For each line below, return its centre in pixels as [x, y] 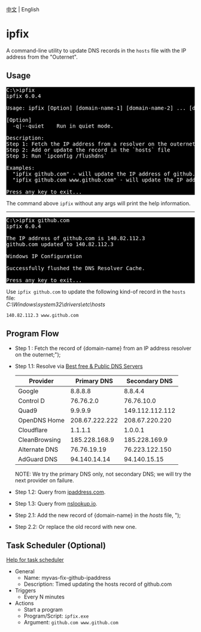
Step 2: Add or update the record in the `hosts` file [88, 150]
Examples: [20, 168]
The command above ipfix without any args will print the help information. [98, 203]
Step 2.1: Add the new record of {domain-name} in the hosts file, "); [98, 515]
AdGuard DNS [38, 459]
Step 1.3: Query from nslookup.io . [56, 503]
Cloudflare [33, 430]
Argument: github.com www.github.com [71, 622]
